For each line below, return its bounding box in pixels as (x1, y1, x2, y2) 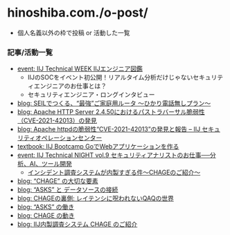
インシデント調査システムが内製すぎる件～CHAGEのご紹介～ (27, 168, 201, 177)
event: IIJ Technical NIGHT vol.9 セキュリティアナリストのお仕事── (17, 151, 210, 160)
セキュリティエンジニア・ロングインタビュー (27, 91, 155, 99)
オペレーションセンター (35, 133, 103, 142)
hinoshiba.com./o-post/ (7, 5, 149, 21)
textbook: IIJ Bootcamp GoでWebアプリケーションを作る (17, 142, 179, 151)
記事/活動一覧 (7, 47, 53, 57)
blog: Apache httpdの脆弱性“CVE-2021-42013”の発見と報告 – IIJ (17, 125, 201, 133)
